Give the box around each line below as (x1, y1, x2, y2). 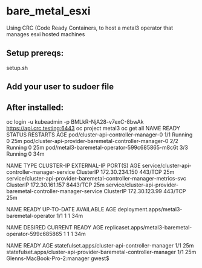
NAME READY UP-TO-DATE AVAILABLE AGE (6, 205, 117, 212)
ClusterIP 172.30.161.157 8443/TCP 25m (6, 181, 105, 188)
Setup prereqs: (6, 48, 64, 59)
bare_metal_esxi (6, 4, 91, 18)
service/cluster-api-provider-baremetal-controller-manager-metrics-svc (6, 174, 186, 182)
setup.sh (6, 64, 28, 71)
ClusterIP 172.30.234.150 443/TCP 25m (76, 168, 175, 176)
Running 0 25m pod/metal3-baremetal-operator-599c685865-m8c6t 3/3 (6, 144, 189, 151)
